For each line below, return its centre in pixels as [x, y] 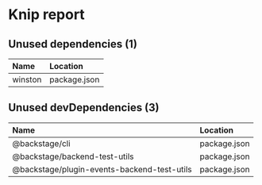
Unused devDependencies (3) [84, 108]
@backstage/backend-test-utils [73, 156]
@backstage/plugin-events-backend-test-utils [102, 169]
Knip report [46, 15]
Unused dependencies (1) [73, 44]
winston [27, 79]
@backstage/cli [41, 143]
